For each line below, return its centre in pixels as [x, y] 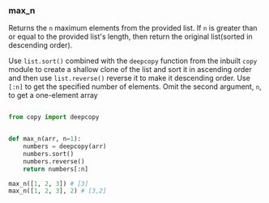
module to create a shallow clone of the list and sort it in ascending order [130, 70]
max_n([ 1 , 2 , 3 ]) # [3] [49, 184]
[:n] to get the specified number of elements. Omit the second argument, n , [135, 87]
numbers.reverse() [54, 161]
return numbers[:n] [56, 169]
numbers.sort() [49, 154]
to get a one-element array [53, 95]
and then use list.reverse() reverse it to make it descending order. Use [130, 78]
